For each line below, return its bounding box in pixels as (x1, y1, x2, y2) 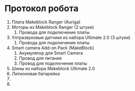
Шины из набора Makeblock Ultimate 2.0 (11, 65, 96, 71)
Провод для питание (19, 55, 62, 61)
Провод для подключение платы (19, 60, 87, 66)
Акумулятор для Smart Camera (19, 50, 83, 56)
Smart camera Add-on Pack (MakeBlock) (11, 45, 95, 51)
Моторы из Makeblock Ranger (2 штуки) (11, 24, 95, 30)
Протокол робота (4, 3, 79, 14)
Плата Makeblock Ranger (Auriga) (11, 19, 81, 25)
